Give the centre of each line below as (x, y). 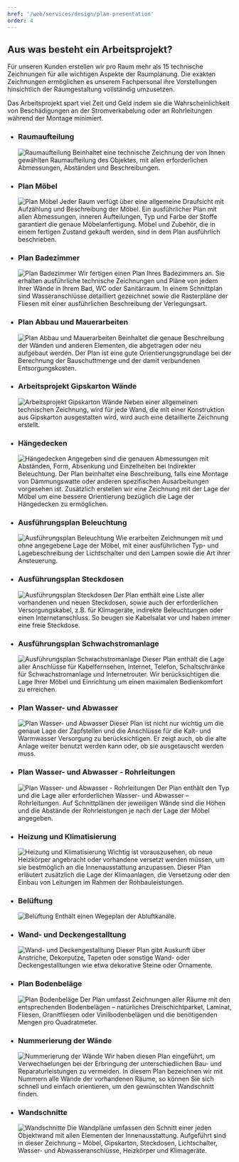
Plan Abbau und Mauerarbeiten (73, 322)
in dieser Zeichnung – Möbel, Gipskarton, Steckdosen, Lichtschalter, (118, 1143)
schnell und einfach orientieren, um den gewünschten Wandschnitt (116, 1086)
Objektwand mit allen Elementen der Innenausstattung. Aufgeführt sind (122, 1136)
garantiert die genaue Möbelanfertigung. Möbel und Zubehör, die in (116, 224)
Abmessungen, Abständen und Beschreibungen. (89, 168)
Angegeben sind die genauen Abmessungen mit (138, 459)
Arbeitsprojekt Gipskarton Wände (77, 386)
